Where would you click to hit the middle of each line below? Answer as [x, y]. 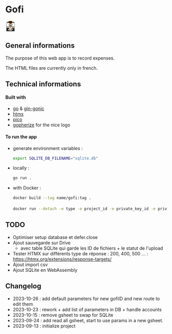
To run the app [21, 137]
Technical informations [43, 84]
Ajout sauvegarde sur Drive [42, 243]
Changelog [23, 286]
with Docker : [27, 188]
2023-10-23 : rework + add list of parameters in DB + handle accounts [87, 309]
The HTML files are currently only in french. [52, 68]
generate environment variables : [48, 148]
